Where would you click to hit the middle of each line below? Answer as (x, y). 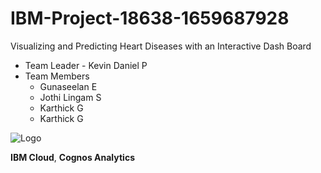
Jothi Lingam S (70, 97)
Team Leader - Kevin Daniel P (86, 65)
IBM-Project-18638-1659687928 (150, 18)
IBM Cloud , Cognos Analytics (72, 157)
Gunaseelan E (68, 86)
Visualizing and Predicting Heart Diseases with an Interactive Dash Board (161, 46)
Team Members (57, 76)
